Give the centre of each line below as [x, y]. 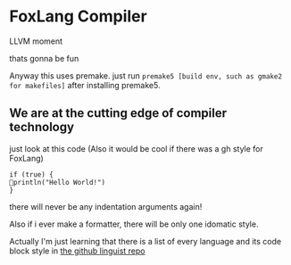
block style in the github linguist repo [77, 251]
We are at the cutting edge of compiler [118, 113]
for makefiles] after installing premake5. [85, 85]
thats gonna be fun [44, 58]
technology [42, 127]
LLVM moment [36, 41]
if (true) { [31, 174]
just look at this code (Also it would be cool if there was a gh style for [136, 148]
